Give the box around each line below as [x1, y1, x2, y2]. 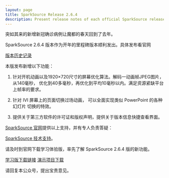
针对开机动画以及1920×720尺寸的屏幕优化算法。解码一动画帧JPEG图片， [12, 74, 164, 80]
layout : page [5, 7, 33, 13]
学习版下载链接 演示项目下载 [5, 157, 64, 163]
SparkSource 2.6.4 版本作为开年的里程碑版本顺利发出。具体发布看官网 [5, 42, 151, 48]
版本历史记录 [5, 52, 32, 58]
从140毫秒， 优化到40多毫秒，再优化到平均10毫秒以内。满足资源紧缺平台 [12, 80, 164, 86]
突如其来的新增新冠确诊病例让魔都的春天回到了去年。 [5, 31, 116, 37]
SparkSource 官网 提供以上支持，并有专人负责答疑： [5, 125, 113, 131]
